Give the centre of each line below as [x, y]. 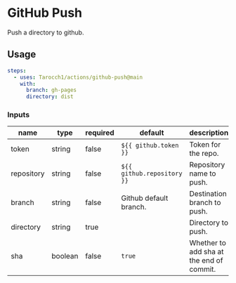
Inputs [19, 115]
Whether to [208, 243]
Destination [208, 194]
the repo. [204, 154]
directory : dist [50, 97]
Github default [145, 198]
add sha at [206, 252]
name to [203, 173]
